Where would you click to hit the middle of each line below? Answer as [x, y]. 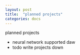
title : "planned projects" [34, 14]
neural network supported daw [44, 42]
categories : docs [23, 19]
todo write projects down [38, 48]
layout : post [19, 10]
